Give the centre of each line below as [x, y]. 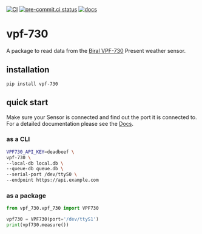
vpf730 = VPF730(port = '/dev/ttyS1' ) [52, 219]
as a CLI [18, 139]
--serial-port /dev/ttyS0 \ [42, 174]
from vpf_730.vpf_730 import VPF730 [52, 208]
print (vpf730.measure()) [38, 225]
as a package [26, 196]
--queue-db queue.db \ [35, 169]
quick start [27, 102]
